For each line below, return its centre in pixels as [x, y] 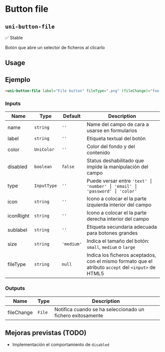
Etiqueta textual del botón [116, 138]
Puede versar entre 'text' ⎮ [119, 181]
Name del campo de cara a [118, 125]
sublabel [17, 230]
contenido [98, 153]
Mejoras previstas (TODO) [46, 333]
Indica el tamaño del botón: [118, 241]
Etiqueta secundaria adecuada [122, 227]
